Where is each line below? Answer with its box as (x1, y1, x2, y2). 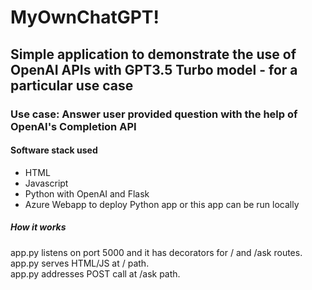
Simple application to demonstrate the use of (10, 46, 297, 63)
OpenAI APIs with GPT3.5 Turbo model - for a (10, 61, 298, 78)
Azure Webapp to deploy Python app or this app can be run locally (24, 198, 300, 210)
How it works (10, 221, 67, 233)
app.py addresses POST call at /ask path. (10, 267, 181, 280)
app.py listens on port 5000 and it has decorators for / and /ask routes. (10, 246, 303, 258)
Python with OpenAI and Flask (24, 187, 150, 200)
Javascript (24, 177, 69, 189)
